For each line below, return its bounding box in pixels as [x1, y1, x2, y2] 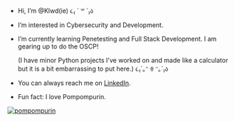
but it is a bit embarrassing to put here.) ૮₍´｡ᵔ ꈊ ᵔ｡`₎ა [17, 64, 169, 73]
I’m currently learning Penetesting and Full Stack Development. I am [17, 35, 217, 43]
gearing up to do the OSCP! [17, 42, 99, 51]
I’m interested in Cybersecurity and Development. [17, 21, 164, 29]
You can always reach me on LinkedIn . [17, 78, 131, 87]
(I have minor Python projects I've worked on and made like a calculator [17, 56, 229, 64]
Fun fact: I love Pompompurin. [17, 93, 107, 101]
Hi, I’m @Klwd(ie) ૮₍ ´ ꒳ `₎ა [17, 6, 94, 15]
